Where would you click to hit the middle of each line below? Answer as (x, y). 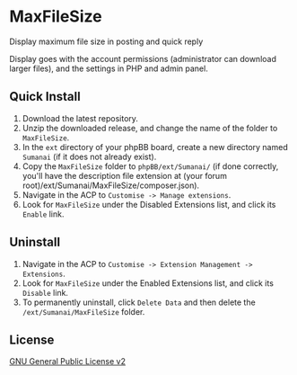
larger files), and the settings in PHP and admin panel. (109, 68)
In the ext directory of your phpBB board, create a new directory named (155, 147)
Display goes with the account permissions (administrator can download (143, 58)
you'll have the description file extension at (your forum (124, 175)
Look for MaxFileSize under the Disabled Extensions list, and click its (149, 204)
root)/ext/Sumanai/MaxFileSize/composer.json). (111, 185)
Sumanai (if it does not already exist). (89, 156)
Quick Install (45, 97)
